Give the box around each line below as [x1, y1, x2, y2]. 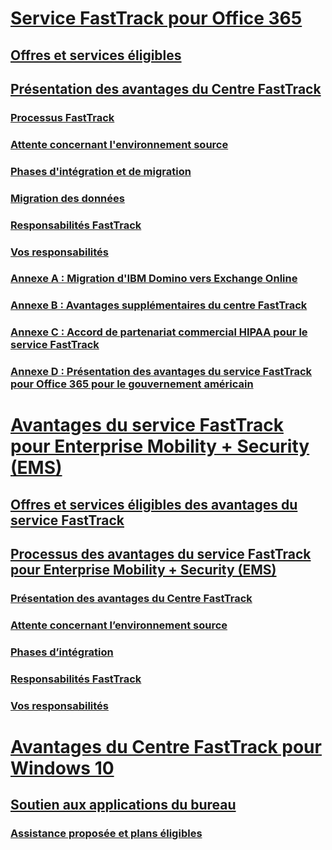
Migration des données [10, 191, 125, 205]
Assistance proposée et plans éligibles [10, 827, 203, 841]
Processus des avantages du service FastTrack [10, 546, 312, 563]
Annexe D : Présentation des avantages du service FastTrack [10, 365, 313, 379]
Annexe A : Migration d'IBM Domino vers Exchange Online [10, 272, 298, 286]
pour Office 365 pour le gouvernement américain [10, 377, 254, 391]
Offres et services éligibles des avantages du [10, 496, 298, 513]
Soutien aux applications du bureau [10, 797, 237, 814]
